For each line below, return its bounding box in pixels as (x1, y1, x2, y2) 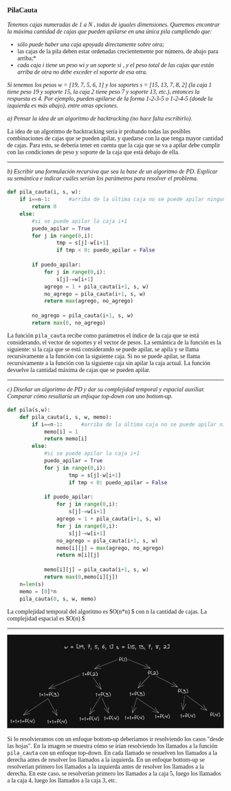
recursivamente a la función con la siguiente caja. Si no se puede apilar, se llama (7, 352, 201, 360)
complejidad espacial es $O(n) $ (7, 615, 85, 622)
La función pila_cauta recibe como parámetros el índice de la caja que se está (7, 331, 199, 339)
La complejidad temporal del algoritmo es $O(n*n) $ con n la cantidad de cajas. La (7, 608, 208, 615)
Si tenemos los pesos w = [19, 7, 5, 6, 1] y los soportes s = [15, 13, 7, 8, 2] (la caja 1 (7, 81, 212, 89)
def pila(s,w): (7, 406, 51, 413)
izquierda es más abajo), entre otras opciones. (7, 102, 118, 110)
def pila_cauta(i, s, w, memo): (19, 413, 112, 420)
